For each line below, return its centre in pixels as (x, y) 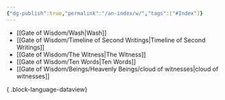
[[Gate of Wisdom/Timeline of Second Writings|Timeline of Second (111, 40)
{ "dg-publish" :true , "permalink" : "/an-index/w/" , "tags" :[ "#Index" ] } (105, 13)
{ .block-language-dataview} (47, 89)
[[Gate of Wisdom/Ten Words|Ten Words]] (76, 61)
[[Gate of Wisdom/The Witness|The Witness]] (81, 54)
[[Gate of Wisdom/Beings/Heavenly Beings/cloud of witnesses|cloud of (117, 69)
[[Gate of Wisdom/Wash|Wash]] (61, 33)
